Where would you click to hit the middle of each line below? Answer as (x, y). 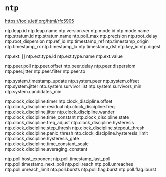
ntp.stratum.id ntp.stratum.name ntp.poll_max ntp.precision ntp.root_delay (81, 36)
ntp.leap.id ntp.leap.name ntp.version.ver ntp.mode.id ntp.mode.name (77, 30)
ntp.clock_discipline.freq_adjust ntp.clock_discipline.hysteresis (70, 122)
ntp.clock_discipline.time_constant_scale (47, 144)
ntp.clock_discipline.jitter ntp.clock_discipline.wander (60, 112)
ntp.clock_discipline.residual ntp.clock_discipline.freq (60, 106)
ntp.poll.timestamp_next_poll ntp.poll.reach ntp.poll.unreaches (69, 164)
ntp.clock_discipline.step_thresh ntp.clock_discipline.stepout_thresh (75, 128)
